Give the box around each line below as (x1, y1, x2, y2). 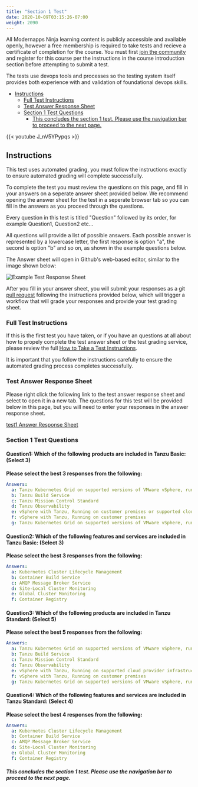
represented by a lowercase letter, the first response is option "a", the (6, 238, 175, 246)
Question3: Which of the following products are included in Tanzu (6, 609, 171, 616)
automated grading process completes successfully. (6, 362, 134, 370)
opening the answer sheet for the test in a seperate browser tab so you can (6, 196, 189, 204)
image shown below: (6, 262, 57, 269)
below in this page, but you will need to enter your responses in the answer (6, 403, 189, 410)
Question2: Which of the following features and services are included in (6, 533, 186, 540)
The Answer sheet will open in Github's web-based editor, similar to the (6, 256, 180, 263)
